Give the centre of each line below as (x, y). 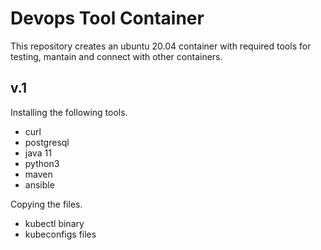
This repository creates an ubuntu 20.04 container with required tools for (161, 46)
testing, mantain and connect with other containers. (116, 56)
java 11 (38, 153)
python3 (42, 163)
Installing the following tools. (69, 112)
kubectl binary (54, 223)
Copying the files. (46, 204)
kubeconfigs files (60, 234)
